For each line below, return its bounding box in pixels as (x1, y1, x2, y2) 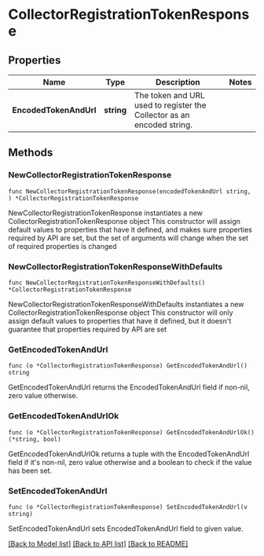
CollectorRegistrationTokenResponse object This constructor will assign (8, 216, 241, 225)
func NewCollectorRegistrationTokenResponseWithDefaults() (8, 279, 206, 287)
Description (156, 77, 200, 87)
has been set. (8, 466, 53, 475)
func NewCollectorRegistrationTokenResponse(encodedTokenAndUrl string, (8, 187, 251, 196)
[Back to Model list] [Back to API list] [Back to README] (8, 539, 189, 548)
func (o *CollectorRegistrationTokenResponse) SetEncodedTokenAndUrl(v (8, 503, 247, 511)
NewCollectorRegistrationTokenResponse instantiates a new (8, 208, 203, 218)
